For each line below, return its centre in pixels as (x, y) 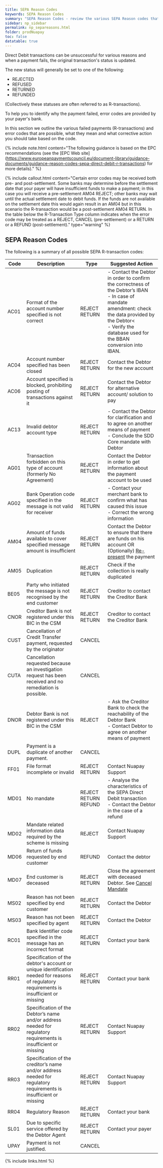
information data (45, 831)
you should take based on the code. (41, 138)
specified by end (45, 903)
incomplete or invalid (50, 772)
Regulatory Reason (48, 1112)
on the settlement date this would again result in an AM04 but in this (73, 204)
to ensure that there (130, 532)
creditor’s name (44, 1064)
